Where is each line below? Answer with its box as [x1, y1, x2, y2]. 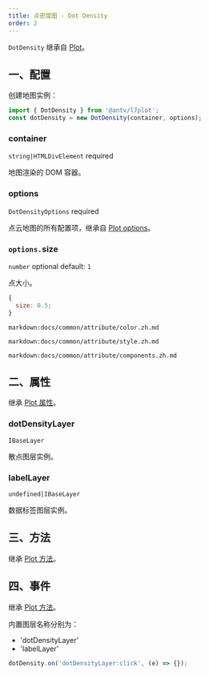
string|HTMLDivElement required [8, 151, 114, 161]
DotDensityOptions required [8, 206, 99, 216]
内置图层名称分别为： [8, 619, 78, 629]
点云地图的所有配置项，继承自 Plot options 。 [8, 223, 155, 232]
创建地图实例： [8, 90, 58, 100]
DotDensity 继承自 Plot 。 [8, 42, 90, 52]
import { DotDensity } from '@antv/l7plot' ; [8, 106, 159, 115]
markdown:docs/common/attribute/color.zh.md [8, 323, 159, 331]
